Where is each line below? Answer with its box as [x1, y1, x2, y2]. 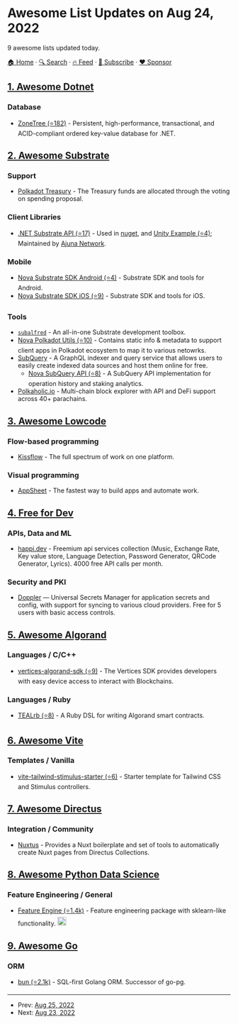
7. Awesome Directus [7, 803, 102, 815]
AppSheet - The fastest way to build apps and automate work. [17, 486, 200, 495]
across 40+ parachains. [17, 395, 87, 403]
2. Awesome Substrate [7, 150, 110, 162]
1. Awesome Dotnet [7, 81, 94, 93]
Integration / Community [7, 825, 94, 835]
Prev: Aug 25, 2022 [17, 1001, 74, 1009]
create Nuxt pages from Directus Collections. [17, 848, 150, 857]
